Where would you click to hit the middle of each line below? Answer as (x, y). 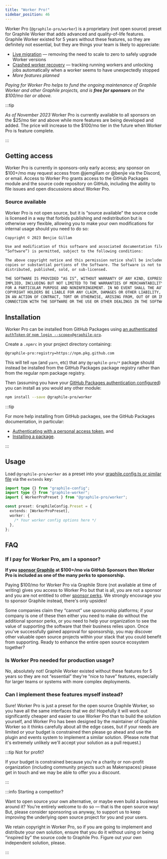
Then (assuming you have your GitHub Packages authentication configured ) (83, 382)
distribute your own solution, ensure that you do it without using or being (80, 832)
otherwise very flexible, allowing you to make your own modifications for (80, 223)
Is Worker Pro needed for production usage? (60, 660)
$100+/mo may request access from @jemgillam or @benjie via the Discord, (83, 173)
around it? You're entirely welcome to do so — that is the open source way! (82, 806)
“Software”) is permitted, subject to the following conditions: (74, 251)
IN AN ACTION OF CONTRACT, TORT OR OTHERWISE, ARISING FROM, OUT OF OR (81, 297)
